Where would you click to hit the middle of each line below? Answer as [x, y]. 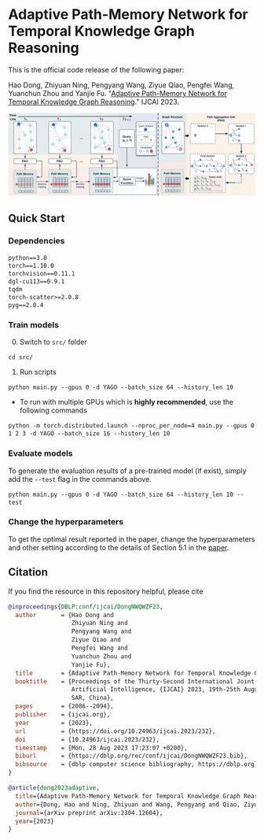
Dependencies [37, 240]
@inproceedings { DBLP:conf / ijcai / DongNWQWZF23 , [86, 607]
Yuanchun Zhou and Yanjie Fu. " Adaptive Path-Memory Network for [118, 93]
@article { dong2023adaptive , [54, 788]
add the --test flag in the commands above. [80, 479]
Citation [28, 572]
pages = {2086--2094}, [64, 706]
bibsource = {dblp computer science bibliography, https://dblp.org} [137, 764]
